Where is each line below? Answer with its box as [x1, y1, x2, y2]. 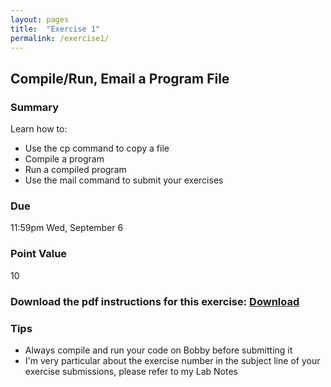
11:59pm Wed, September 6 [10, 222, 124, 234]
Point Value [10, 247, 68, 261]
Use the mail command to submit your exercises [24, 174, 224, 186]
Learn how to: [10, 123, 68, 135]
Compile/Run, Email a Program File [10, 70, 230, 87]
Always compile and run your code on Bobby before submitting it [24, 344, 293, 356]
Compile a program [24, 153, 105, 165]
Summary [10, 100, 60, 114]
